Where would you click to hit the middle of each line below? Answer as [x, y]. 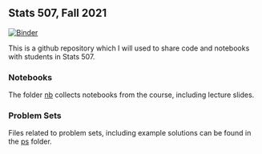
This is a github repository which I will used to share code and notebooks [129, 48]
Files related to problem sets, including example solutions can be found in [130, 133]
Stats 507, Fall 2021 [57, 13]
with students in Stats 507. [52, 56]
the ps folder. [30, 142]
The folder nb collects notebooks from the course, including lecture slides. [131, 95]
